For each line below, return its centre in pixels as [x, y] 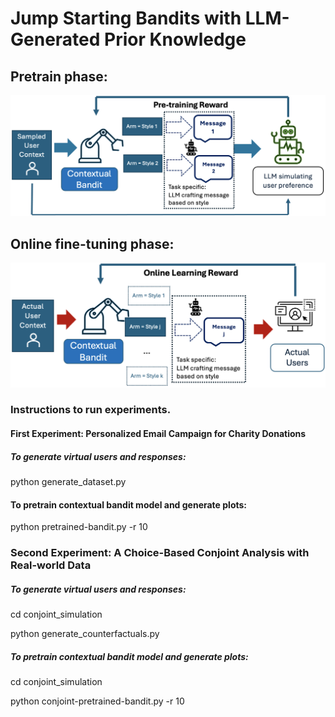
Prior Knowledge [175, 39]
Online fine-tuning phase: [92, 243]
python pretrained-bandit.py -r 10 [79, 527]
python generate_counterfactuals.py [85, 634]
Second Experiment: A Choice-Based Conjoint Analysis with [160, 553]
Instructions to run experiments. [91, 410]
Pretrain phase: [59, 76]
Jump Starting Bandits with [126, 18]
